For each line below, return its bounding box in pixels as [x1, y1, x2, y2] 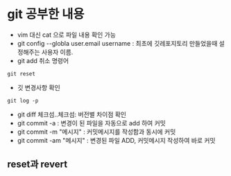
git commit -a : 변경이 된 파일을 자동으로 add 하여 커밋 [17, 118, 166, 127]
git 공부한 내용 [7, 6, 85, 22]
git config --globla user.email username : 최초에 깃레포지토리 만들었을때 [17, 39, 218, 47]
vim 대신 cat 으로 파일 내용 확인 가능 [17, 30, 117, 39]
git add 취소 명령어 [17, 56, 69, 64]
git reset [7, 70, 36, 77]
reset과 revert [7, 159, 68, 170]
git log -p [7, 97, 39, 104]
